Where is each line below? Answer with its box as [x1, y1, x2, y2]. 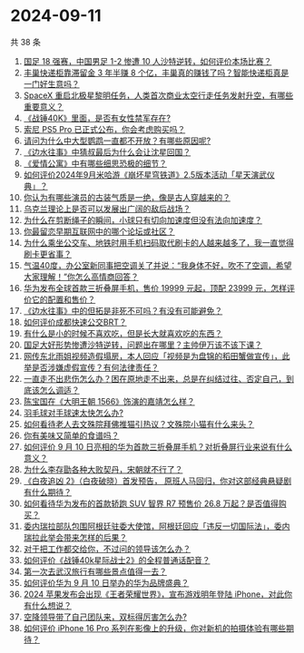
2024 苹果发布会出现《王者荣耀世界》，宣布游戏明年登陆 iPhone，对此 [23, 589, 285, 599]
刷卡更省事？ [23, 249, 72, 259]
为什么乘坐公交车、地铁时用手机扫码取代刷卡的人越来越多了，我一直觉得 [23, 237, 294, 248]
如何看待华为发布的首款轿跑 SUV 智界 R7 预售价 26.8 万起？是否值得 [23, 498, 279, 509]
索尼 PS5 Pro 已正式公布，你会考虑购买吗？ [23, 123, 186, 134]
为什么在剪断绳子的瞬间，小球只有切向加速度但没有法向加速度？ [23, 214, 262, 225]
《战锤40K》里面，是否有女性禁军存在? [23, 112, 172, 123]
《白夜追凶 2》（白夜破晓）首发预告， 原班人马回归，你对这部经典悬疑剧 [23, 475, 292, 486]
